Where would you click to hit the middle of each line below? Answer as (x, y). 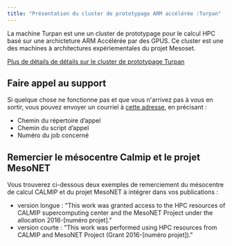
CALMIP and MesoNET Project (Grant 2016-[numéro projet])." (105, 235)
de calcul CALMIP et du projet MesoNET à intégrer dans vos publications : (113, 192)
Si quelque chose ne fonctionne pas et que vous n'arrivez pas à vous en (110, 100)
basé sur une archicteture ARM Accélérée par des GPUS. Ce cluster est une (115, 41)
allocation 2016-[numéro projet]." (64, 220)
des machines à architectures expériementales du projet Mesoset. (101, 48)
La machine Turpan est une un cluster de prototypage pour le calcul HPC (111, 33)
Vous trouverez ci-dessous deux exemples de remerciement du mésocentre (115, 185)
